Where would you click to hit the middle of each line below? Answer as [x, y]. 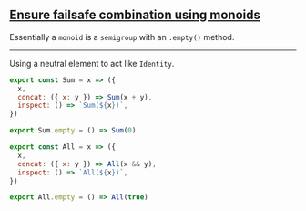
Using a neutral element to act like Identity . [92, 63]
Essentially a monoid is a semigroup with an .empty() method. [122, 37]
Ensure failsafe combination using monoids [135, 15]
